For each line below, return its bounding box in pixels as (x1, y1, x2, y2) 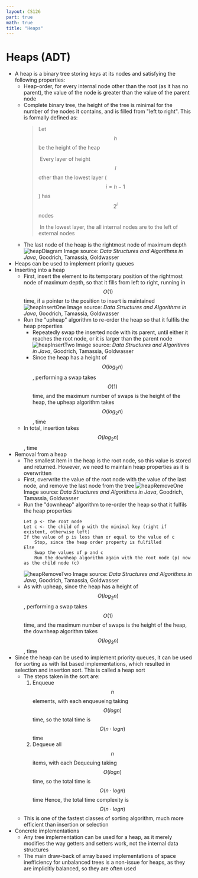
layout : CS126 (6, 8, 41, 15)
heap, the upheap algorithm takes (32, 398, 115, 406)
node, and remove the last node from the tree (23, 482, 135, 490)
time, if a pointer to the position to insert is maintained (23, 297, 155, 304)
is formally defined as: (23, 114, 78, 121)
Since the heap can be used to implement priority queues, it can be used (14, 654, 192, 661)
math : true (6, 20, 33, 25)
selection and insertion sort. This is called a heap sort (14, 666, 146, 673)
